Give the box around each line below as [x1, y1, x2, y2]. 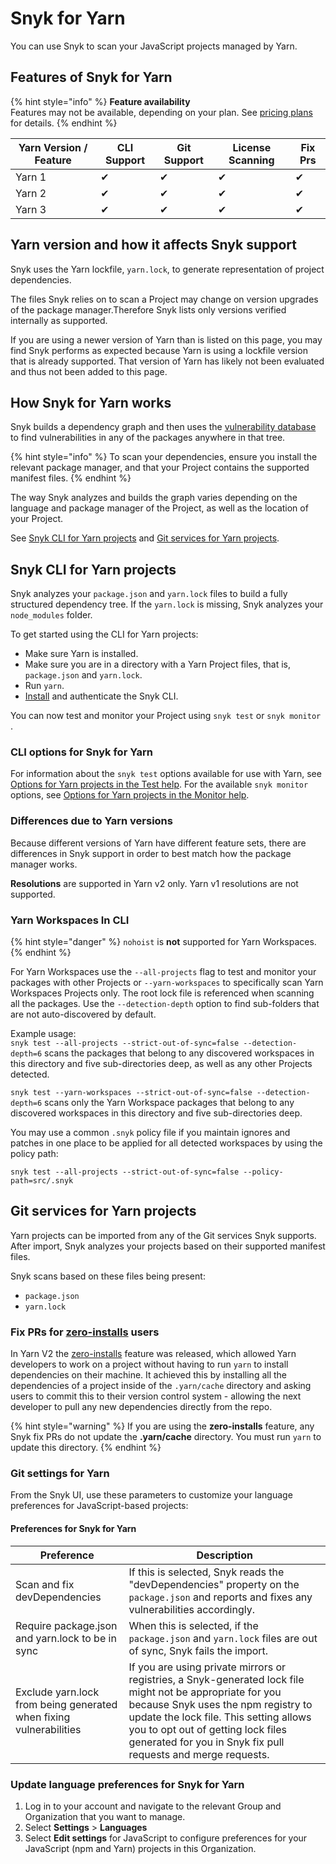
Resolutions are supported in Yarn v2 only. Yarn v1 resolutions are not [10, 877, 299, 889]
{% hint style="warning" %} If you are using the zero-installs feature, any [10, 1420, 315, 1432]
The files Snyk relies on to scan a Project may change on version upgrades [10, 293, 319, 305]
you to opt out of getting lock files [128, 1722, 287, 1736]
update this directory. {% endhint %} [10, 1442, 162, 1454]
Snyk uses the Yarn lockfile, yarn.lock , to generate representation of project [10, 263, 325, 275]
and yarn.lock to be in [15, 1631, 117, 1645]
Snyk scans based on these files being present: [10, 1270, 206, 1282]
